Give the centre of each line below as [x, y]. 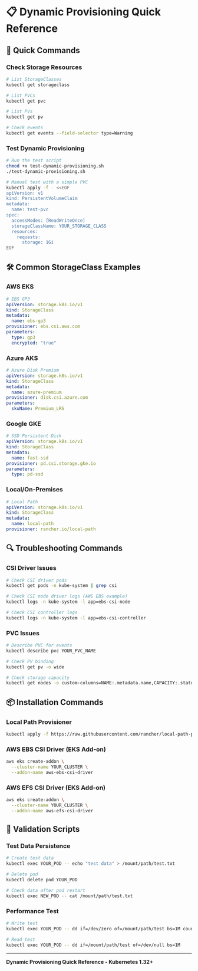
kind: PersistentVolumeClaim [42, 199]
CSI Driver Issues [32, 568]
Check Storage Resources [44, 67]
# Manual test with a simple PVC [47, 182]
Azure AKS [22, 358]
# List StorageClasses [34, 79]
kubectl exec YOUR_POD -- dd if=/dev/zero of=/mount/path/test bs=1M [93, 929]
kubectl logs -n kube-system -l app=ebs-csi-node [68, 602]
